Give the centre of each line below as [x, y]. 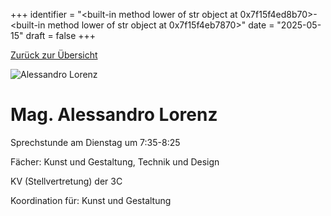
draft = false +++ [61, 35]
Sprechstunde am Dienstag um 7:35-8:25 [95, 142]
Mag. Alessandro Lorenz [114, 115]
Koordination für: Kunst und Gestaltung [91, 200]
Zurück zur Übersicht [54, 55]
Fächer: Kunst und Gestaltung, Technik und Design [115, 161]
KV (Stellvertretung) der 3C [66, 181]
